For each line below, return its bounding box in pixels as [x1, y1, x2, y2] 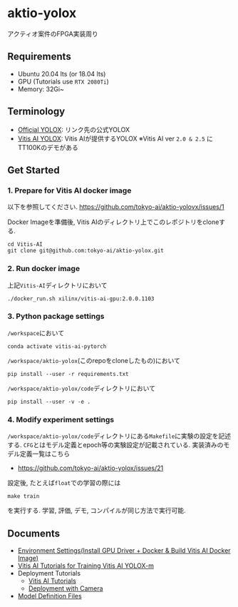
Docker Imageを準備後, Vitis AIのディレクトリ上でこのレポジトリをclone [7, 218, 219, 226]
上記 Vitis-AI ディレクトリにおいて [7, 280, 108, 290]
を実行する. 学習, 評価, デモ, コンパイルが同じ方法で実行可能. [7, 506, 186, 515]
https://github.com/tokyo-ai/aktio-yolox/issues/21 [17, 464, 164, 472]
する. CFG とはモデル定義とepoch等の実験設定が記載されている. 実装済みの [7, 441, 224, 449]
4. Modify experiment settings [7, 414, 115, 424]
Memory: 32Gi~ [17, 84, 64, 93]
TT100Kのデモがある [17, 143, 78, 151]
